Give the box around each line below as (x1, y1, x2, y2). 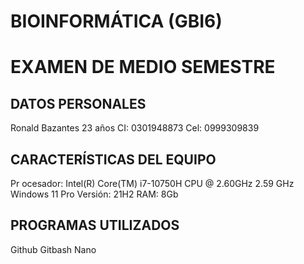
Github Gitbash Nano (10, 243, 97, 255)
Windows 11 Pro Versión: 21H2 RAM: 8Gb (10, 188, 179, 200)
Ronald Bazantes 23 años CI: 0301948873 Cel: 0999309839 (10, 122, 260, 134)
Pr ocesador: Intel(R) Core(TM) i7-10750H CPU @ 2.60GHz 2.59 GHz (10, 178, 295, 189)
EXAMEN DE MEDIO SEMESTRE (10, 56, 276, 79)
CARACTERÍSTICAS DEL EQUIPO (10, 151, 217, 168)
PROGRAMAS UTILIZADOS (10, 217, 180, 234)
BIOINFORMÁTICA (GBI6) (10, 10, 223, 33)
